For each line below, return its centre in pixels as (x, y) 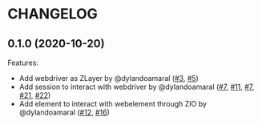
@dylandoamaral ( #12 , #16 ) (64, 112)
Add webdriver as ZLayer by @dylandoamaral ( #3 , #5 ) (109, 78)
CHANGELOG (52, 14)
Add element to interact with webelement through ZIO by (113, 104)
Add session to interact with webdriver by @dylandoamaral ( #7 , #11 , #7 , (137, 87)
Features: (23, 62)
